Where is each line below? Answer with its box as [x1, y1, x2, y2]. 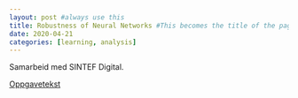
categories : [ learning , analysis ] [9, 37, 137, 47]
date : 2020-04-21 [9, 29, 74, 38]
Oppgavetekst [9, 79, 61, 89]
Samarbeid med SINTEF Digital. [9, 62, 124, 72]
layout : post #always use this [9, 12, 125, 22]
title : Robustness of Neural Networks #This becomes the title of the [9, 21, 276, 30]
